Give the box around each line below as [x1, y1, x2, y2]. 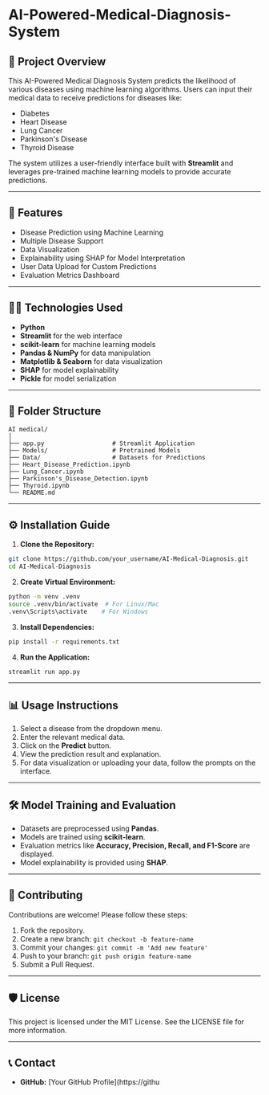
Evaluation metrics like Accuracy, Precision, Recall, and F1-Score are [19, 841, 251, 850]
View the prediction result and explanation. [19, 750, 162, 759]
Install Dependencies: [19, 622, 94, 631]
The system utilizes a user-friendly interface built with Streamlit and [8, 158, 234, 168]
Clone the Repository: [19, 540, 94, 550]
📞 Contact [8, 1056, 56, 1070]
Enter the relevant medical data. [19, 733, 126, 742]
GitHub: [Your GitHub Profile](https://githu [19, 1077, 160, 1087]
